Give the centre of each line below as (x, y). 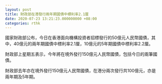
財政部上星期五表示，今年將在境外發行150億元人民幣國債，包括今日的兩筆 (79, 54)
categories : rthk (23, 23)
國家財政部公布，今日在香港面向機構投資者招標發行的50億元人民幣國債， (78, 38)
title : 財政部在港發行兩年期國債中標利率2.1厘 (47, 14)
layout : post (18, 10)
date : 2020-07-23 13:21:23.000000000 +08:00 (51, 19)
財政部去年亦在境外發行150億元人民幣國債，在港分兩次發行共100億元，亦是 (81, 71)
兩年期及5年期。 (21, 77)
